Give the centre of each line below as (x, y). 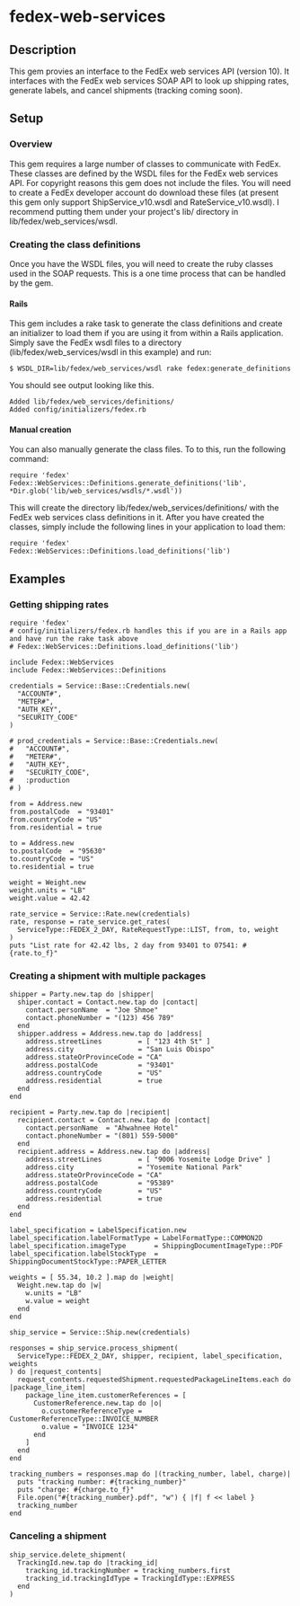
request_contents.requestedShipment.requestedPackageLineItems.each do (154, 1380)
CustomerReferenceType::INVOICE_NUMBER (84, 1419)
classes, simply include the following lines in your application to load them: (147, 527)
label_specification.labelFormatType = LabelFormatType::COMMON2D (136, 1238)
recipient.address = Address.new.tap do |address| (114, 1152)
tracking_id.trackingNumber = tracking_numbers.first (128, 1570)
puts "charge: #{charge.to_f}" (76, 1490)
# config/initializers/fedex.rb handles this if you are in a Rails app (148, 631)
